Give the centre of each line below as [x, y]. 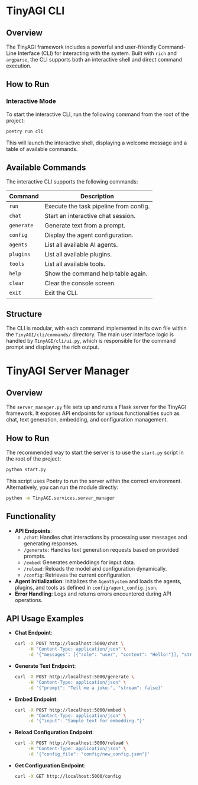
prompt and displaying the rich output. [53, 347]
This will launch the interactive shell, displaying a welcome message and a [97, 143]
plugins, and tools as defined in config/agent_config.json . [86, 587]
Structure [24, 314]
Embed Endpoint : [36, 699]
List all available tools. [75, 264]
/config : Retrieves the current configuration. [77, 575]
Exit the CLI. [61, 293]
